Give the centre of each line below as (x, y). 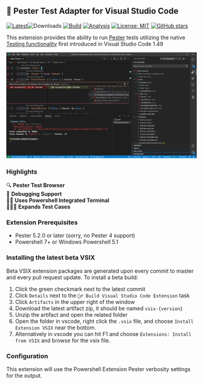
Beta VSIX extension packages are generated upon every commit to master (100, 271)
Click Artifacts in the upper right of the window (75, 302)
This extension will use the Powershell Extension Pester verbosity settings (98, 369)
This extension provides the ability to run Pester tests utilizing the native (96, 37)
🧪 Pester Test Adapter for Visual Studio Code (92, 11)
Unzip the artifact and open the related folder (71, 314)
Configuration (27, 356)
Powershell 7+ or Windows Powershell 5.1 (67, 242)
